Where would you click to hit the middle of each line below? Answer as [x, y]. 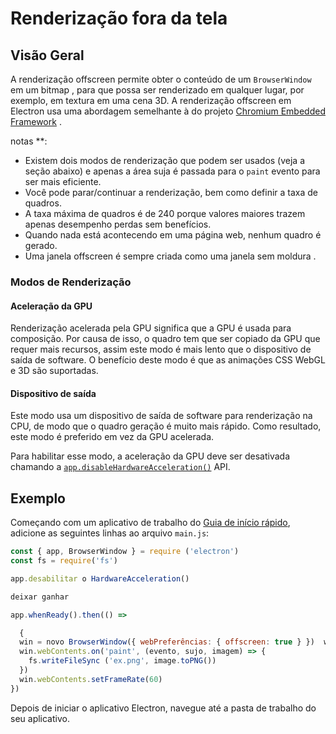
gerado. [41, 245]
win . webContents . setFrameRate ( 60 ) [91, 679]
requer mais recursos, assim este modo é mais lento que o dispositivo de [161, 349]
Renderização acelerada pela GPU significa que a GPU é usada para [151, 328]
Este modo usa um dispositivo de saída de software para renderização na [161, 416]
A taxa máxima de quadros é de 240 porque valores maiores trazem [165, 213]
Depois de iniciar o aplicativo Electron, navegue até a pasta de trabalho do [163, 708]
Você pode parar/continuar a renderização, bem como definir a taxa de [171, 192]
